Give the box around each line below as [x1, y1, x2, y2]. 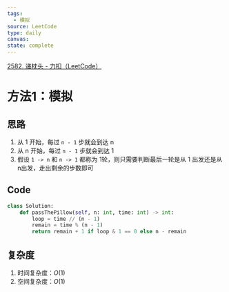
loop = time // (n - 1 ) [32, 215, 100, 222]
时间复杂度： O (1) [17, 269, 66, 277]
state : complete [7, 42, 54, 49]
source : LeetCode [7, 23, 57, 30]
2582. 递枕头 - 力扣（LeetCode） [7, 62, 102, 70]
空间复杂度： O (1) [17, 278, 66, 285]
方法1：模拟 [7, 89, 74, 104]
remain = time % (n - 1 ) [32, 222, 103, 228]
